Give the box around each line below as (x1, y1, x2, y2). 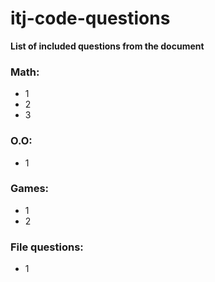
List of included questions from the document (10, 40, 205, 52)
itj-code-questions (10, 7, 171, 30)
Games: (10, 182, 50, 196)
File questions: (10, 240, 84, 254)
